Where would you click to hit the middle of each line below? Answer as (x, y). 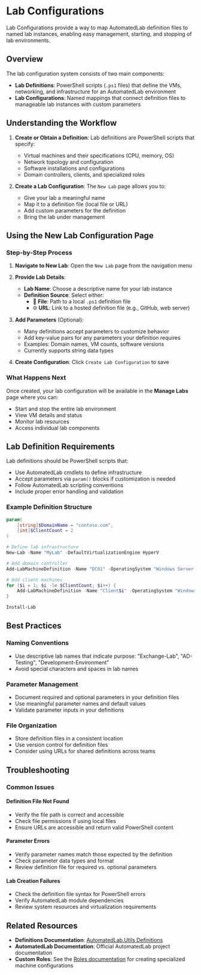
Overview (25, 59)
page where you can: (32, 397)
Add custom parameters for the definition (75, 210)
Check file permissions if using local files (66, 821)
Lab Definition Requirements (60, 446)
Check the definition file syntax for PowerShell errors (80, 894)
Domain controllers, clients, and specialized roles (84, 174)
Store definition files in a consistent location (69, 739)
